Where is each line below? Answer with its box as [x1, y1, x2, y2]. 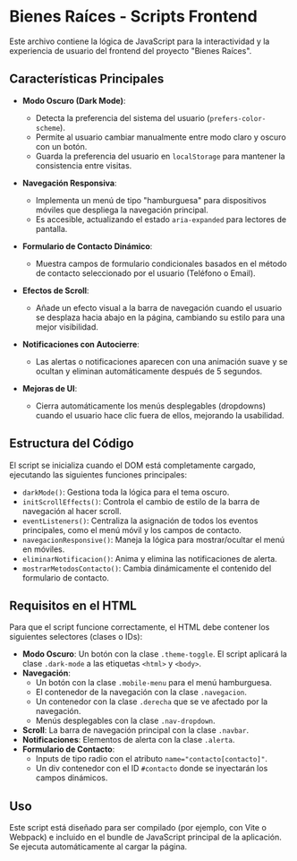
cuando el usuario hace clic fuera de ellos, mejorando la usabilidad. [35, 409, 284, 420]
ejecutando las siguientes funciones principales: [9, 469, 188, 480]
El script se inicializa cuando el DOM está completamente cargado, [9, 460, 257, 470]
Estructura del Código [9, 436, 134, 452]
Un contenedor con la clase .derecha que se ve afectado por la [35, 696, 268, 707]
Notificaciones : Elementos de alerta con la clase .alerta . [21, 735, 235, 745]
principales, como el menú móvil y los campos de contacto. [21, 524, 242, 535]
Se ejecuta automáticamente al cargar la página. [9, 841, 188, 852]
